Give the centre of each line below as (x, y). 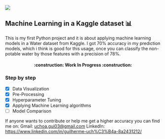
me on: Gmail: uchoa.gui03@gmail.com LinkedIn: (55, 126)
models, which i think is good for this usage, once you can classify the (77, 48)
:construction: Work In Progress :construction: (83, 65)
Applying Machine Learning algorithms (52, 105)
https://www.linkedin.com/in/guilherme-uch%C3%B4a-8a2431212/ (74, 132)
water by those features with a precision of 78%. (71, 53)
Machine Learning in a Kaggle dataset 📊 (69, 23)
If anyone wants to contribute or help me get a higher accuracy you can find (82, 121)
